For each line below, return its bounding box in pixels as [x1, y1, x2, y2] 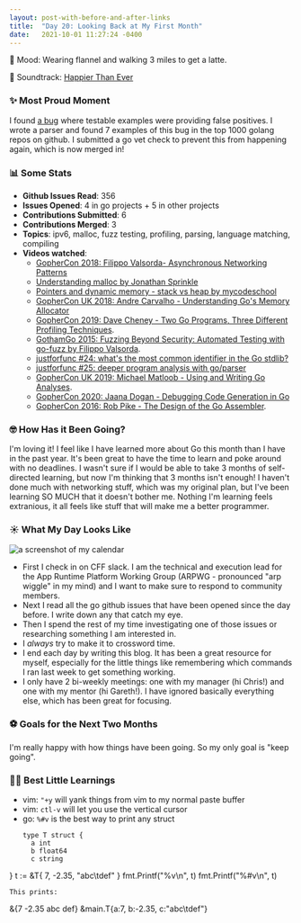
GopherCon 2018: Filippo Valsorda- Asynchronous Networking [35, 257, 268, 268]
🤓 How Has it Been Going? [9, 423, 126, 435]
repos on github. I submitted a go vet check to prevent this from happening [9, 134, 288, 145]
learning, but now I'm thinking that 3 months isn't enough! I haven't [41, 472, 290, 483]
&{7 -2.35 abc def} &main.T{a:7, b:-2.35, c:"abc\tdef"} [9, 903, 208, 914]
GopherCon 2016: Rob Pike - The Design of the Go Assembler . [35, 400, 267, 411]
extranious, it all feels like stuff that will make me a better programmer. [9, 501, 270, 512]
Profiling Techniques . [35, 324, 115, 335]
